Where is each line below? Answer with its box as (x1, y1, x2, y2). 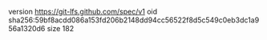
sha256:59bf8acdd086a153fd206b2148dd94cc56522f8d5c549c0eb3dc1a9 (8, 15, 260, 25)
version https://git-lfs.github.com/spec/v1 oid (8, 7, 158, 16)
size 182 (47, 24, 75, 33)
